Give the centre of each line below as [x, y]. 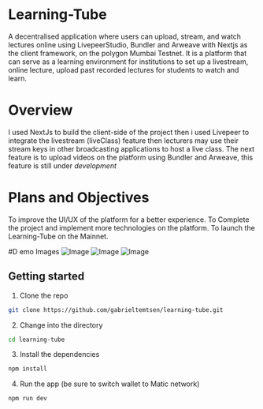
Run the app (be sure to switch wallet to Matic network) [109, 384]
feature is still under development [62, 165]
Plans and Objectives [79, 198]
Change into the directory [61, 325]
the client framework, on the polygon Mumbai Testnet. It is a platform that [128, 53]
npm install [28, 369]
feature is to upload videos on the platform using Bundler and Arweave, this [131, 157]
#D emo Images [34, 251]
